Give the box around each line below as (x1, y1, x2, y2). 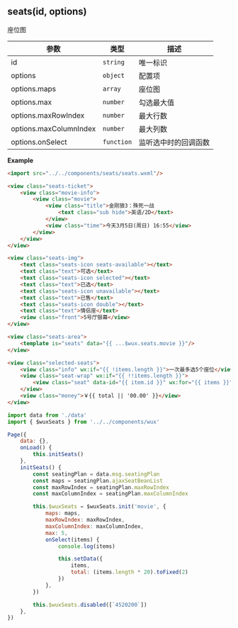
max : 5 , (45, 529, 69, 537)
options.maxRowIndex (11, 110, 85, 120)
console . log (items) (57, 542, 115, 550)
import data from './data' (7, 411, 87, 419)
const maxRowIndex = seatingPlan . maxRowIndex (33, 483, 170, 491)
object (102, 71, 125, 79)
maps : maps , (45, 510, 81, 517)
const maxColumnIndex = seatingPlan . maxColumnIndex (33, 490, 189, 498)
